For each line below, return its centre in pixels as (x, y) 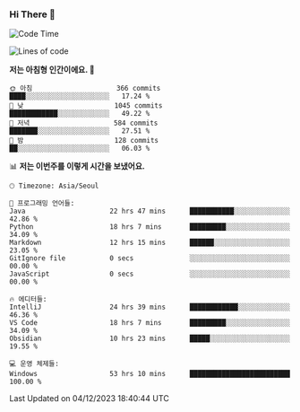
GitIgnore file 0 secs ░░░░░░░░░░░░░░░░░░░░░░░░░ (150, 259)
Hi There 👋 (32, 14)
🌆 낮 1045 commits (86, 106)
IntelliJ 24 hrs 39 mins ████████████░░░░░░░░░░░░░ (150, 307)
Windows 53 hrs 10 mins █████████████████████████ (150, 374)
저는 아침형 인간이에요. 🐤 (52, 70)
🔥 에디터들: (28, 300)
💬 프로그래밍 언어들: (42, 204)
